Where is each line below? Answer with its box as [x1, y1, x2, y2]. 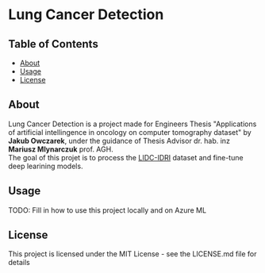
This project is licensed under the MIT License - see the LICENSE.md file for [8, 249, 257, 259]
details [8, 258, 30, 267]
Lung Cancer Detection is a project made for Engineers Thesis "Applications [8, 119, 257, 129]
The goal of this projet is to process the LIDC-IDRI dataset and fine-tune [8, 152, 244, 162]
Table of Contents [8, 37, 99, 51]
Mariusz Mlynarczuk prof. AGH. [8, 144, 113, 154]
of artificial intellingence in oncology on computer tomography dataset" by [8, 127, 252, 136]
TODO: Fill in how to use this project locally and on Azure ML [8, 205, 207, 215]
